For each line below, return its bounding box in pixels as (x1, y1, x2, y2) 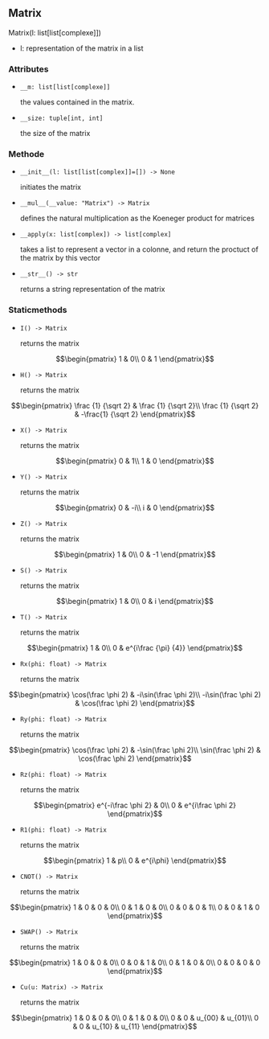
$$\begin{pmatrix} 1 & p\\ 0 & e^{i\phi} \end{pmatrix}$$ (43, 856, 227, 865)
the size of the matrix (19, 129, 91, 138)
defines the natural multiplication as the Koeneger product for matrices (19, 213, 255, 224)
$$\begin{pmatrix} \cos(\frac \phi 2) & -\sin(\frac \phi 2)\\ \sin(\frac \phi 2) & (9, 745, 261, 754)
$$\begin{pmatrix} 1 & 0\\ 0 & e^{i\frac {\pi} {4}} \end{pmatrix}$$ (26, 643, 243, 652)
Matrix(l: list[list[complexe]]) (8, 27, 102, 37)
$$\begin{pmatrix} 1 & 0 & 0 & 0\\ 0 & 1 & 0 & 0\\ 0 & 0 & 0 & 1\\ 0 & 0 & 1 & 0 (10, 902, 260, 912)
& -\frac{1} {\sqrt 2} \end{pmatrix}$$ (74, 409, 196, 419)
